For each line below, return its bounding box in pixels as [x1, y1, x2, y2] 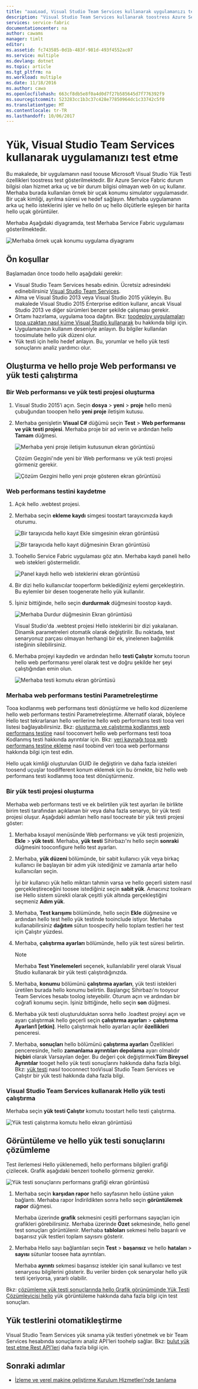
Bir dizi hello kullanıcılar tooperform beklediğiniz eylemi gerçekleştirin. [14, 581, 185, 589]
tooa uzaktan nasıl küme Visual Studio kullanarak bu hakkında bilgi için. [14, 319, 188, 326]
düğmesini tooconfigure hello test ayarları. [14, 844, 118, 851]
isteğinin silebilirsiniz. [14, 641, 67, 648]
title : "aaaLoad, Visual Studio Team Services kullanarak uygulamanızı [6, 8, 186, 15]
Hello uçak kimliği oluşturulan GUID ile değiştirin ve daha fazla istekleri [6, 760, 177, 767]
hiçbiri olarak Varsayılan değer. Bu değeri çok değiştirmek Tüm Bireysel [14, 1053, 189, 1060]
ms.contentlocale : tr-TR [6, 107, 67, 113]
